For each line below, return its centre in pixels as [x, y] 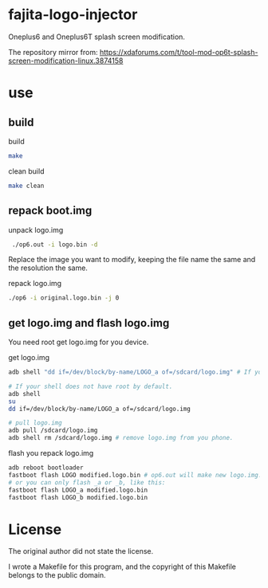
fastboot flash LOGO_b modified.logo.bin [78, 497]
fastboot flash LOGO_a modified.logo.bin [78, 490]
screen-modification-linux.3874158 [66, 61]
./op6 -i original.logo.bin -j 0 [64, 298]
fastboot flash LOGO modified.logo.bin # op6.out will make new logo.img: [135, 475]
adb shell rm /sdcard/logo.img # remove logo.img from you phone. [121, 438]
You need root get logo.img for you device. [79, 342]
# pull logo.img [35, 423]
